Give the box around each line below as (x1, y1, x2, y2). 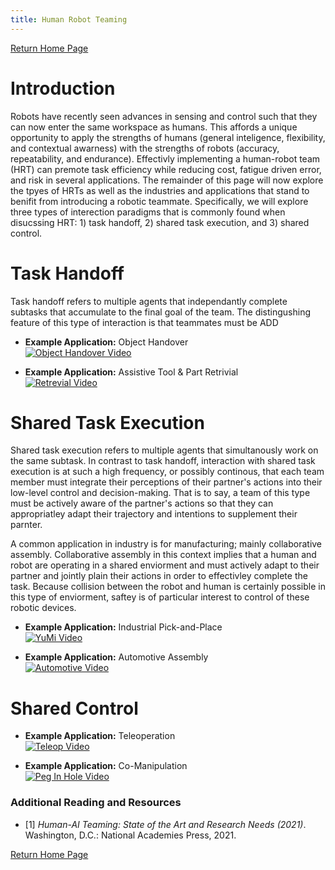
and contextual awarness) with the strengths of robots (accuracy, (10, 142, 280, 154)
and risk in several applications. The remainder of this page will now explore (10, 174, 324, 186)
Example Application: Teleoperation (24, 730, 176, 742)
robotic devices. (10, 602, 77, 614)
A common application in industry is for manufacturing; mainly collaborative (10, 538, 323, 550)
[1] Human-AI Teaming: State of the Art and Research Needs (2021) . (24, 818, 307, 830)
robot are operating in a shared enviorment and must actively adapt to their (10, 559, 320, 571)
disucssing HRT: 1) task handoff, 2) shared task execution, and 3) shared (10, 216, 310, 228)
